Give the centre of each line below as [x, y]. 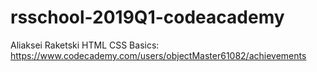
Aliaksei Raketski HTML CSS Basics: [85, 45]
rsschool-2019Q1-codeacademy [147, 17]
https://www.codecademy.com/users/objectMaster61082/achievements [158, 55]
